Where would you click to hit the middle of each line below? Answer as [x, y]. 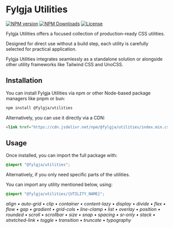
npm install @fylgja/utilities [39, 108]
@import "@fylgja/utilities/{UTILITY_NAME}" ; [55, 194]
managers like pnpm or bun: [36, 98]
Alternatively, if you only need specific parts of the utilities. [68, 175]
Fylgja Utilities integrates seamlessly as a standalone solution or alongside [84, 59]
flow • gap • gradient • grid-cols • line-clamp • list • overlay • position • [83, 210]
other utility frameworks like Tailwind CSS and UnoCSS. [65, 64]
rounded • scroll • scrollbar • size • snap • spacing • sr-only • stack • [81, 215]
